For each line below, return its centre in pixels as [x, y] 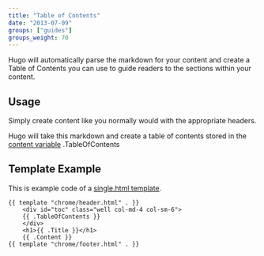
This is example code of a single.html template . [85, 188]
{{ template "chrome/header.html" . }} [74, 202]
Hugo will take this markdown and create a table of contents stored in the [128, 136]
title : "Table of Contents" [55, 15]
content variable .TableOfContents [64, 145]
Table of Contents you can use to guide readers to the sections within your [130, 69]
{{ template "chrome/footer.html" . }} [74, 244]
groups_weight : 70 [38, 38]
